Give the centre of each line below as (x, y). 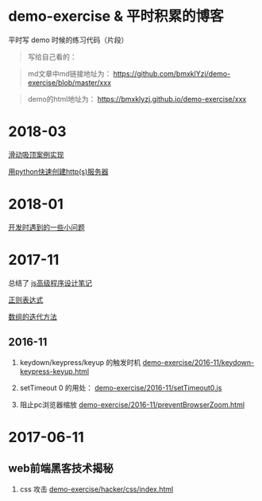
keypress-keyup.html (54, 371)
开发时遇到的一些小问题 (46, 227)
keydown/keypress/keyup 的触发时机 (80, 362)
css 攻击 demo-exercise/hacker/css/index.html (96, 489)
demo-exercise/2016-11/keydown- (198, 362)
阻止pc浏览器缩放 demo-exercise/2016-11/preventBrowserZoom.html (132, 404)
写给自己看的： (52, 56)
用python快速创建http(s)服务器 (58, 171)
